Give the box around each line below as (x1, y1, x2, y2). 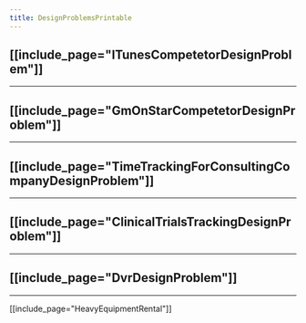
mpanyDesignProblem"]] (9, 172, 155, 188)
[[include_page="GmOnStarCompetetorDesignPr (9, 102, 296, 119)
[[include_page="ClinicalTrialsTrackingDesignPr (9, 214, 291, 230)
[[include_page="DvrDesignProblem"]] (9, 270, 238, 286)
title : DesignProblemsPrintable (9, 13, 132, 23)
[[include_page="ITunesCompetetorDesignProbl (9, 47, 292, 63)
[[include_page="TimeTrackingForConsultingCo (9, 159, 291, 174)
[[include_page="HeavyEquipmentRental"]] (9, 303, 172, 314)
